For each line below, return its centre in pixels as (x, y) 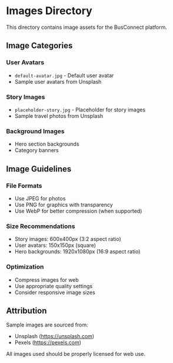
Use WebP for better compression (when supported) (78, 211)
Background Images (35, 131)
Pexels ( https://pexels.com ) (48, 342)
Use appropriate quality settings (54, 286)
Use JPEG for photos (40, 198)
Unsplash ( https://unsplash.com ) (54, 336)
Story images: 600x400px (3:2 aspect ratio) (68, 239)
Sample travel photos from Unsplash (59, 115)
